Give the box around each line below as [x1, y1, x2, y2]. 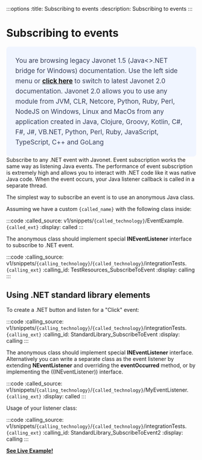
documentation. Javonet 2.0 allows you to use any [15, 87, 168, 96]
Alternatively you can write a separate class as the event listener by [6, 355, 174, 362]
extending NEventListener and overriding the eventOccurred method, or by [6, 361, 196, 369]
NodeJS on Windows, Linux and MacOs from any [15, 107, 164, 115]
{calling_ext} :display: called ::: [6, 392, 86, 400]
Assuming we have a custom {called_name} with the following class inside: [6, 205, 192, 212]
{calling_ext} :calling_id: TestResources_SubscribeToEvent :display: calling [6, 266, 195, 273]
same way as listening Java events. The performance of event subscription [6, 163, 193, 170]
